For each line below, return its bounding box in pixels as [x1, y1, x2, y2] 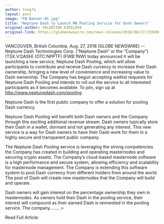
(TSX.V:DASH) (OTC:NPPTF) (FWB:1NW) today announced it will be [5, 54, 141, 59]
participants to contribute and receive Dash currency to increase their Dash [5, 64, 157, 70]
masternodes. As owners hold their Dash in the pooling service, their [5, 195, 143, 200]
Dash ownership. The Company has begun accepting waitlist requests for [5, 74, 153, 80]
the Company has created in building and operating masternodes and [5, 149, 145, 155]
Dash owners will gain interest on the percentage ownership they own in [5, 189, 150, 195]
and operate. [5, 180, 31, 186]
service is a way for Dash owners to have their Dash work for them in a [5, 130, 147, 135]
